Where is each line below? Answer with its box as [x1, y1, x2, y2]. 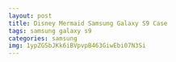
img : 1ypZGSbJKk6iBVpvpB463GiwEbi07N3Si [8, 42, 147, 50]
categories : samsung [8, 34, 78, 43]
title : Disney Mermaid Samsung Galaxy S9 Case [8, 19, 168, 27]
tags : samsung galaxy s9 [8, 27, 92, 35]
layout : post [8, 11, 52, 20]
